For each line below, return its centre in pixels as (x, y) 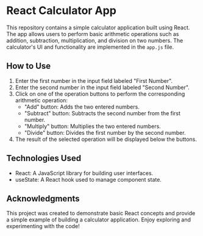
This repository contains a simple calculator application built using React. (98, 27)
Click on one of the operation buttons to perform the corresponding (100, 94)
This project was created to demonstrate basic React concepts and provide (101, 213)
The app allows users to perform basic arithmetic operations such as (93, 34)
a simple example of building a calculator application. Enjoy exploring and (98, 220)
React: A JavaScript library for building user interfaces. (84, 173)
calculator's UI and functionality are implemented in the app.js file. (90, 47)
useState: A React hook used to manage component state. (88, 179)
